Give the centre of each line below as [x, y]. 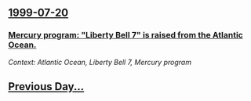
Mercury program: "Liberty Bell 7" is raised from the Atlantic [125, 35]
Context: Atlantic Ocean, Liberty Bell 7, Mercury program [100, 62]
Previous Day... [46, 87]
